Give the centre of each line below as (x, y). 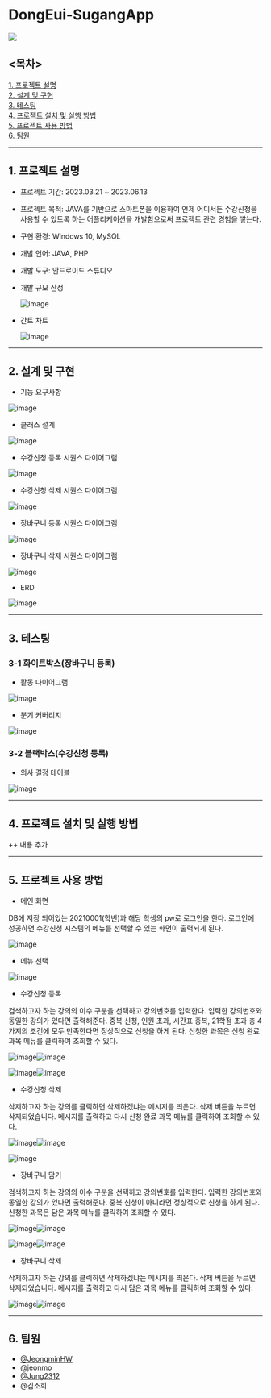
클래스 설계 (38, 425)
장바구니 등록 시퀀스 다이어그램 (69, 523)
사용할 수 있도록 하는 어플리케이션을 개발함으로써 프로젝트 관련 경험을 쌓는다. (141, 218)
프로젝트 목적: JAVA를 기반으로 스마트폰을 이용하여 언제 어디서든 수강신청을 (139, 209)
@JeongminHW (46, 1358)
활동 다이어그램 (44, 682)
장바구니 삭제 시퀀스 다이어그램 (69, 556)
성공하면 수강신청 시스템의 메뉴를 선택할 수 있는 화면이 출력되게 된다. (116, 928)
